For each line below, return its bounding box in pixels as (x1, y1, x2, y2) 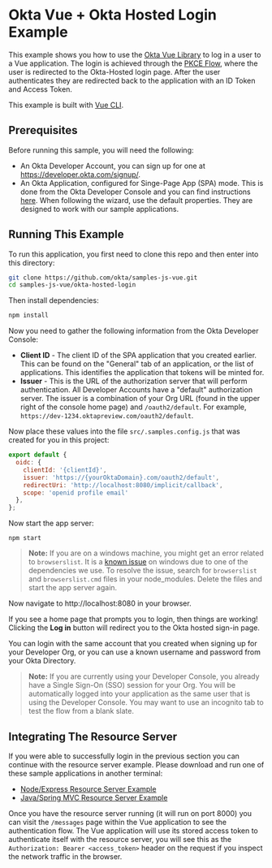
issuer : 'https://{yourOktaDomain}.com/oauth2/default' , (23, 473, 220, 482)
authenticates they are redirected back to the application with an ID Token (8, 76, 256, 85)
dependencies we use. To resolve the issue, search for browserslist (28, 566, 257, 576)
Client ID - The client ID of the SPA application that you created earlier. (19, 351, 257, 361)
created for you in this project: (8, 435, 110, 445)
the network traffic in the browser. (8, 852, 123, 862)
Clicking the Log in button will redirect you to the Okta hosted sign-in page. (8, 623, 260, 633)
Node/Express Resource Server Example (19, 784, 157, 793)
